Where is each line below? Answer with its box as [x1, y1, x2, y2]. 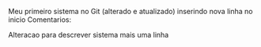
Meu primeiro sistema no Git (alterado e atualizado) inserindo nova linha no [8, 7, 253, 16]
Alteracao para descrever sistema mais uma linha [8, 31, 169, 39]
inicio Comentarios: [8, 15, 72, 24]
